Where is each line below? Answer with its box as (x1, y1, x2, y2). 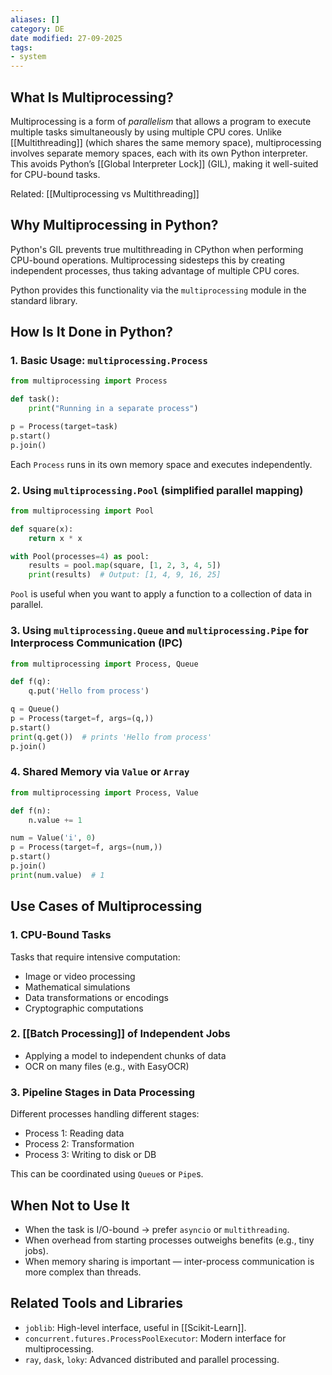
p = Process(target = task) (10, 422, 118, 432)
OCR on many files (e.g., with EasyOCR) (24, 1060, 190, 1072)
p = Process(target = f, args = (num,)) (10, 842, 163, 853)
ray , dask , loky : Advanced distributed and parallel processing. (24, 1353, 280, 1365)
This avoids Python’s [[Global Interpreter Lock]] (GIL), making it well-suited (10, 157, 319, 170)
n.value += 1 (28, 815, 83, 825)
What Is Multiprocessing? (10, 89, 174, 106)
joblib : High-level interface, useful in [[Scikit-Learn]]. (24, 1321, 247, 1333)
